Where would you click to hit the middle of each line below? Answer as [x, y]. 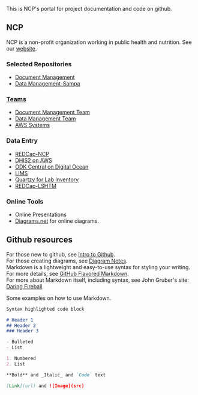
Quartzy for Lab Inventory [47, 179]
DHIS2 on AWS [33, 160]
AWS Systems [32, 125]
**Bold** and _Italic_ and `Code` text [56, 375]
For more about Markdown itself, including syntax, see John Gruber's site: [97, 280]
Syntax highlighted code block [45, 309]
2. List [16, 364]
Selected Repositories [39, 64]
